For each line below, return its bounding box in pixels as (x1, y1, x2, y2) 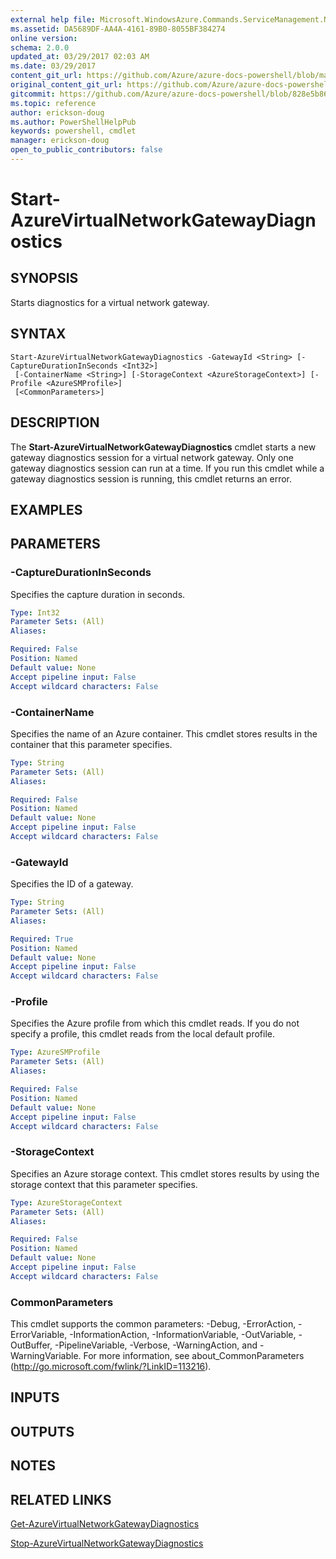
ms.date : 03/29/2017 (10, 61, 97, 71)
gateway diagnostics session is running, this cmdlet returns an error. (10, 472, 293, 485)
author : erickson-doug (10, 107, 105, 118)
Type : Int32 (10, 607, 60, 618)
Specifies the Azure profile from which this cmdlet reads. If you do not (10, 1017, 300, 1030)
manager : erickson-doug (10, 136, 110, 146)
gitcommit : (10, 89, 56, 99)
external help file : (10, 14, 97, 25)
